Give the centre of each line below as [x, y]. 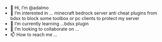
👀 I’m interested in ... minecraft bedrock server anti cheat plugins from [84, 13]
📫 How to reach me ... [34, 34]
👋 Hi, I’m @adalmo [29, 8]
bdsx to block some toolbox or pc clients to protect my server [75, 18]
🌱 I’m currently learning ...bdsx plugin [49, 23]
